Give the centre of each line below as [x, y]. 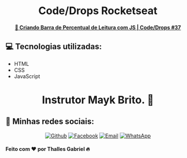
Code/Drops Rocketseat [98, 11]
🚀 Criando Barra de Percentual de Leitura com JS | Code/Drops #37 [98, 27]
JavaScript [27, 76]
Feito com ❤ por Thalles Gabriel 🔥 [48, 149]
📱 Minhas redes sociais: [50, 122]
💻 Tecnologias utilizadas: [54, 47]
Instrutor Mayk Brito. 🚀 [98, 100]
